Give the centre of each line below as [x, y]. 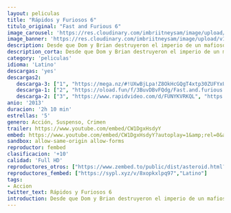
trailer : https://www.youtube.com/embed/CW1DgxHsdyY [84, 128]
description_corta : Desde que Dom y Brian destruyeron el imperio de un [113, 52]
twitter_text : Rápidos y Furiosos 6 [59, 192]
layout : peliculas [33, 13]
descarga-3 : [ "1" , [43, 84]
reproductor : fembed [37, 148]
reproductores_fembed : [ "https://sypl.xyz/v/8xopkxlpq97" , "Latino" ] [107, 173]
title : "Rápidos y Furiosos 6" [52, 20]
